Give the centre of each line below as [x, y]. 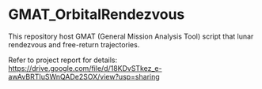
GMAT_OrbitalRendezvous [97, 15]
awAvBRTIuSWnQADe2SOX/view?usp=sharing [84, 76]
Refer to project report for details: [63, 60]
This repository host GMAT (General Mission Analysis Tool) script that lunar [131, 36]
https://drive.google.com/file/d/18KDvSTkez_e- [85, 68]
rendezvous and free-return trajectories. [74, 44]
